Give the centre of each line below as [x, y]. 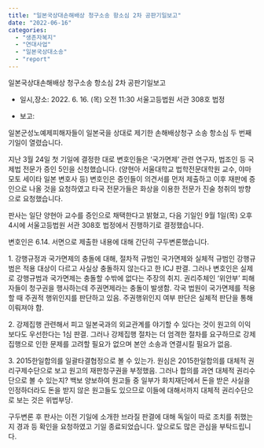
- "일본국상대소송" [41, 52]
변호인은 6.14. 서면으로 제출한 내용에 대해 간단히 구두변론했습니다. [109, 241]
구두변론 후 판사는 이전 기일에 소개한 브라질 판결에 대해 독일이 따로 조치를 [120, 417]
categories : [27, 30]
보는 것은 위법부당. [44, 400]
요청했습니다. [43, 198]
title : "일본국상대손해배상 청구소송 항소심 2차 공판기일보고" [95, 15]
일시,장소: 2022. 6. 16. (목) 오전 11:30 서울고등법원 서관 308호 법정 [122, 99]
